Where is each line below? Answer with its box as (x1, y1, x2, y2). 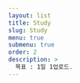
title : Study (8, 19, 51, 27)
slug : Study (8, 26, 48, 34)
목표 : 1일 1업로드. (15, 63, 74, 71)
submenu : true (8, 41, 55, 49)
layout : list (8, 11, 51, 20)
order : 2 (8, 48, 37, 56)
